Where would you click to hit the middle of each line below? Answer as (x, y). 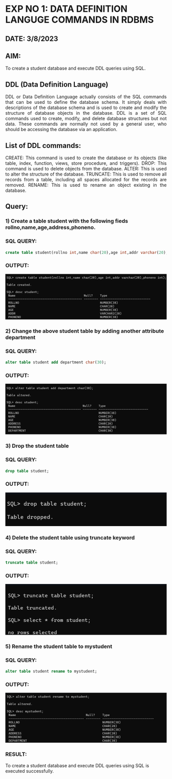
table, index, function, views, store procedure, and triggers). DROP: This (86, 163)
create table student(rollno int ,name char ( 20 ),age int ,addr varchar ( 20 (84, 252)
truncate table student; (32, 563)
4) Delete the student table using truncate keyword (70, 537)
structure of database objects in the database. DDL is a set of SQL (86, 113)
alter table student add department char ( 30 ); (56, 362)
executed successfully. (29, 771)
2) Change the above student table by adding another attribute (85, 331)
